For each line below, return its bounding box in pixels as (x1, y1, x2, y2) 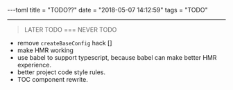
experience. (17, 61, 52, 69)
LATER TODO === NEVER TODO (24, 25, 117, 34)
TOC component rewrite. (17, 76, 88, 83)
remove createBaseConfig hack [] (17, 39, 112, 47)
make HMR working (17, 46, 74, 54)
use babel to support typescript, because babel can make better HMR (17, 54, 217, 61)
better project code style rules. (17, 68, 106, 76)
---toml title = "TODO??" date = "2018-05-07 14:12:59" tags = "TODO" (7, 6, 208, 14)
